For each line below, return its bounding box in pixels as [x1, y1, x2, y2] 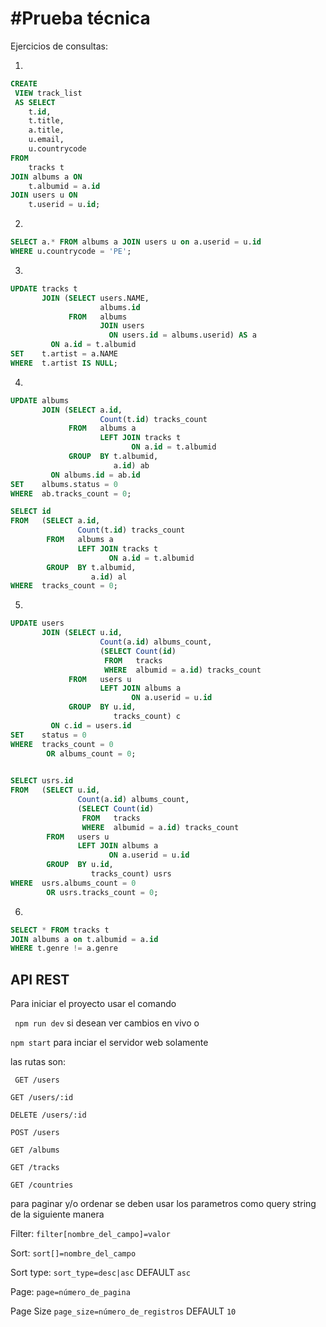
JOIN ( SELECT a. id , [41, 405, 123, 415]
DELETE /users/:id [10, 1110, 87, 1121]
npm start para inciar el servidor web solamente [10, 1037, 209, 1049]
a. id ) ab [113, 460, 150, 471]
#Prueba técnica [10, 7, 151, 30]
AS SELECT [14, 97, 56, 107]
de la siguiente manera [10, 1208, 105, 1221]
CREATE [10, 78, 38, 89]
